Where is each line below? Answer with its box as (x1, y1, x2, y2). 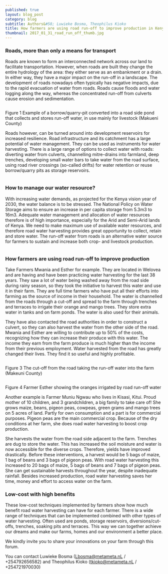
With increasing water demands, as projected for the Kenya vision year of (5, 196, 156, 202)
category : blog (5, 17, 37, 22)
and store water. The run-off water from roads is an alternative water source (5, 233, 162, 239)
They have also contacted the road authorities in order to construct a (5, 319, 147, 325)
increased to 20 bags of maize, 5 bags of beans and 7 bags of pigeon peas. (5, 462, 161, 468)
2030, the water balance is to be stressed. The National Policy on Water (5, 201, 153, 207)
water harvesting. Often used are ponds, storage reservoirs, (5, 518, 128, 524)
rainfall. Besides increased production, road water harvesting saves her (5, 473, 152, 479)
